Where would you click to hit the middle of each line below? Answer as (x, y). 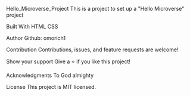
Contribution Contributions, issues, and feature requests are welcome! (92, 49)
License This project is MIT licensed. (51, 87)
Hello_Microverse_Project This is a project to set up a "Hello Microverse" (95, 9)
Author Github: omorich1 (36, 38)
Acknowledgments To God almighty (50, 75)
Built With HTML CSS (32, 27)
